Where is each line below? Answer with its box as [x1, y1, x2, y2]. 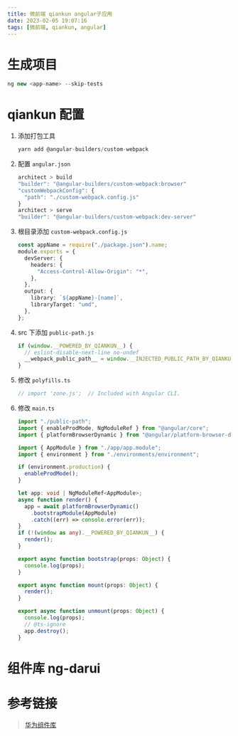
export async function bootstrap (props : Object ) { [17, 555, 171, 562]
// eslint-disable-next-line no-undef [24, 349, 139, 356]
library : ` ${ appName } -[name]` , [31, 295, 124, 302]
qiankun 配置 [7, 107, 85, 123]
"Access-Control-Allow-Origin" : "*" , [36, 268, 149, 275]
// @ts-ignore [24, 621, 66, 628]
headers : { [31, 261, 63, 268]
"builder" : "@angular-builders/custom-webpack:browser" [17, 180, 187, 187]
